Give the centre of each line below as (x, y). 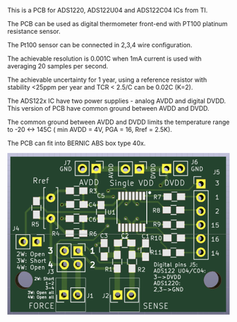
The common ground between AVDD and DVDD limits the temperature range (119, 122)
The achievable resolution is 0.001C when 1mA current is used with (105, 58)
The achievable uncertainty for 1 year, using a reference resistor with (107, 80)
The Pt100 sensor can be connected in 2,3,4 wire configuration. (100, 45)
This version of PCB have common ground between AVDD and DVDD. (108, 108)
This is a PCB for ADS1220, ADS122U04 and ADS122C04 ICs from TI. (108, 10)
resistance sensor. (34, 31)
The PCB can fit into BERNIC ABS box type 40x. (77, 143)
